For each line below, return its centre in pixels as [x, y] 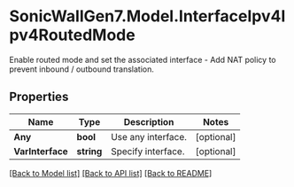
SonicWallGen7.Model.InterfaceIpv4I [147, 16]
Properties [39, 97]
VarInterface [41, 151]
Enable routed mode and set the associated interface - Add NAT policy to [143, 59]
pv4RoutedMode [72, 35]
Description [149, 121]
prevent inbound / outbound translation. [82, 69]
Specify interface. [147, 151]
